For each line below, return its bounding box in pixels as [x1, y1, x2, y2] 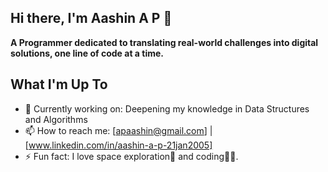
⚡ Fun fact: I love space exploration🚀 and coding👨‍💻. [24, 150, 239, 162]
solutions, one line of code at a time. [10, 47, 164, 59]
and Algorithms [24, 113, 88, 125]
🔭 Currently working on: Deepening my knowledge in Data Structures [24, 102, 310, 115]
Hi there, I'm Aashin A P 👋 [10, 10, 173, 27]
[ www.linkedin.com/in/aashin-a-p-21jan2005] [24, 139, 213, 151]
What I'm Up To [10, 76, 108, 93]
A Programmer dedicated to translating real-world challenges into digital [10, 36, 319, 48]
